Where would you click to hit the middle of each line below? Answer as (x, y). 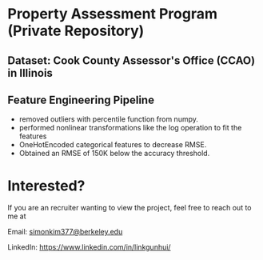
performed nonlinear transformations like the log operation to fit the (130, 128)
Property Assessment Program (112, 14)
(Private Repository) (76, 31)
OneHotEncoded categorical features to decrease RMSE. (113, 145)
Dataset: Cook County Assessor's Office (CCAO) (131, 60)
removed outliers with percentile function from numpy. (109, 119)
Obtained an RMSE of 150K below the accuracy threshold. (114, 154)
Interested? (46, 186)
